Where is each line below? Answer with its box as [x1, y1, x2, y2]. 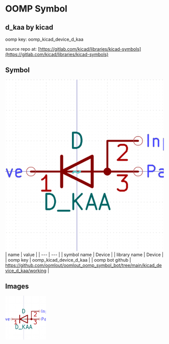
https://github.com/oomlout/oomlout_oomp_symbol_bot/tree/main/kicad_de [5, 262, 162, 268]
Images [5, 282, 29, 291]
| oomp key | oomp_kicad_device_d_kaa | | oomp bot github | [5, 257, 131, 263]
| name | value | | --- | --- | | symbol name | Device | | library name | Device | [5, 252, 163, 258]
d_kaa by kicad [5, 23, 54, 32]
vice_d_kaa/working [5, 267, 47, 274]
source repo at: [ [5, 46, 40, 52]
